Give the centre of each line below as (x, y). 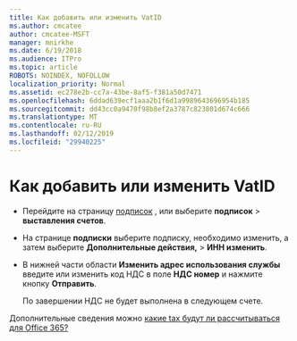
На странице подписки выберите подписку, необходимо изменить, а (155, 237)
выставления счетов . (64, 220)
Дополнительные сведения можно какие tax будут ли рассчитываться (144, 318)
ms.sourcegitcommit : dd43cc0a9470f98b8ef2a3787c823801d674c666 (130, 109)
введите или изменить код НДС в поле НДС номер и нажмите (142, 274)
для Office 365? (39, 328)
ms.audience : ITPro (46, 59)
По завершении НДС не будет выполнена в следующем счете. (143, 301)
